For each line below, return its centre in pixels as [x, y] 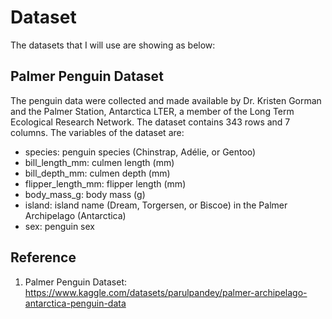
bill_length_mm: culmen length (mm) [99, 162]
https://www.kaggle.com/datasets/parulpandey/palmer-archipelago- [166, 292]
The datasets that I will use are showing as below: [113, 45]
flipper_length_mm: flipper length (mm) [105, 183]
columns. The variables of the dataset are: [97, 132]
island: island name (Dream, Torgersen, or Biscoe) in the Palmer [156, 205]
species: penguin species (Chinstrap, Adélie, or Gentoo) [140, 152]
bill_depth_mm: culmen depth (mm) [97, 173]
